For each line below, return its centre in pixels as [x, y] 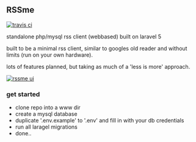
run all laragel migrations [46, 127]
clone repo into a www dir [48, 108]
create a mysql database [46, 114]
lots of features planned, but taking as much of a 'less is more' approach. [98, 66]
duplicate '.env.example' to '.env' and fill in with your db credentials [100, 121]
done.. [23, 133]
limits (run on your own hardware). [50, 55]
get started [23, 94]
